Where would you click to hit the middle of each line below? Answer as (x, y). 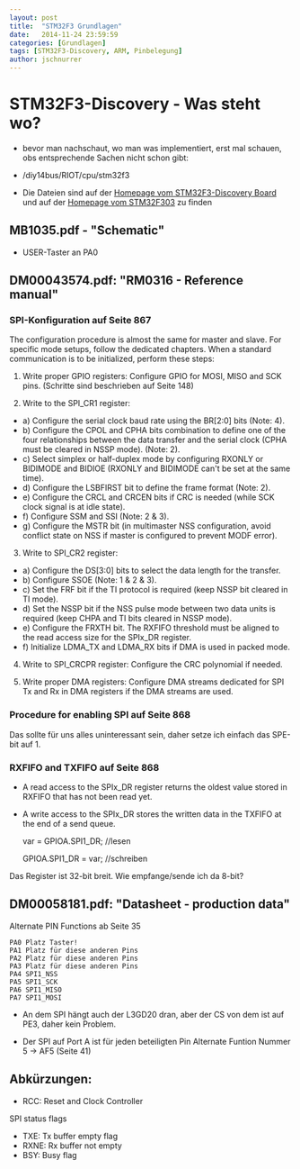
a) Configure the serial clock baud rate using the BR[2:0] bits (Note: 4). (154, 421)
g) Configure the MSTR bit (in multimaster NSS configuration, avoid (146, 526)
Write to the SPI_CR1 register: (76, 403)
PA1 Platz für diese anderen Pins (74, 950)
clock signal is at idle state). (74, 507)
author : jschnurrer (46, 59)
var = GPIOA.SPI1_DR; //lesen (76, 841)
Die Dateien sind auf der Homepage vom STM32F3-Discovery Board (149, 192)
